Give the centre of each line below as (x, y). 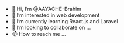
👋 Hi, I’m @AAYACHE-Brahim (46, 9)
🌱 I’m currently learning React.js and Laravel (65, 21)
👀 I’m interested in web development (56, 15)
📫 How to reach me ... (39, 34)
